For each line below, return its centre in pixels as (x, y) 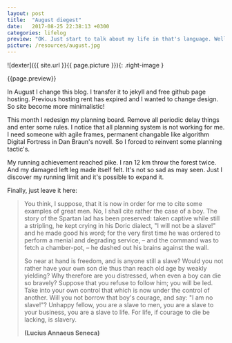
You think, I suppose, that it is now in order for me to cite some (113, 204)
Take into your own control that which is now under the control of (117, 290)
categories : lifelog (37, 33)
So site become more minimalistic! (56, 106)
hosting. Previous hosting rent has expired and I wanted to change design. (113, 99)
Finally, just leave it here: (42, 190)
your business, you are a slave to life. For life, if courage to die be (117, 312)
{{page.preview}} (32, 79)
